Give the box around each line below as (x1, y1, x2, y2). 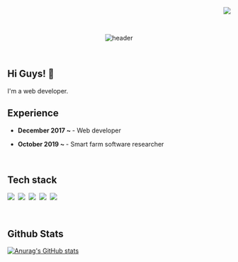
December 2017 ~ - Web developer (17, 126, 122, 135)
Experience (7, 107, 59, 120)
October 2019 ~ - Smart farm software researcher (17, 139, 164, 148)
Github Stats (7, 227, 64, 240)
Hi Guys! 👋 (7, 68, 55, 80)
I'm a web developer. (7, 86, 69, 95)
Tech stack (7, 174, 57, 186)
